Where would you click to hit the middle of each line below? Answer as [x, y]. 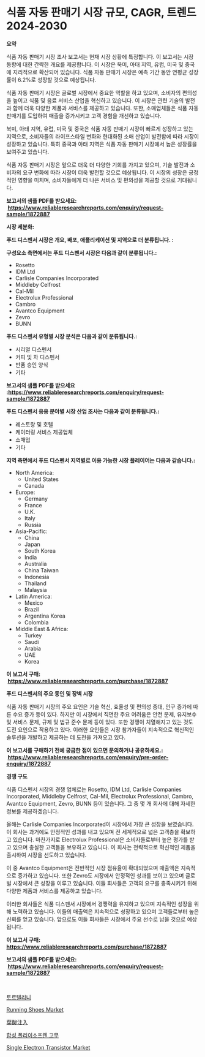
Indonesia [37, 577]
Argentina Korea [45, 616]
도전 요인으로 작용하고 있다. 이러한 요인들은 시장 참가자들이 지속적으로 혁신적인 [100, 729]
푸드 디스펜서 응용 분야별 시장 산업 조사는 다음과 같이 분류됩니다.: [83, 411]
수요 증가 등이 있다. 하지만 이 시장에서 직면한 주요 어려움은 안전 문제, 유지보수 [105, 714]
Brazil [32, 609]
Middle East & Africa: [42, 629]
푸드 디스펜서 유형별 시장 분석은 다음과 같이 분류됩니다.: [72, 336]
